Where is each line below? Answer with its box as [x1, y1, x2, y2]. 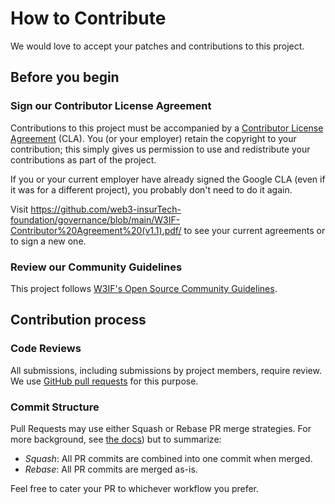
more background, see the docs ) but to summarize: [10, 433, 222, 445]
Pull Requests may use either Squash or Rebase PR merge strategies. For [10, 422, 312, 434]
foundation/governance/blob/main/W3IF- [10, 213, 181, 226]
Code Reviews [10, 342, 82, 356]
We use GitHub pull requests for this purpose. [10, 375, 199, 387]
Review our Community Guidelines [10, 260, 183, 274]
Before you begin [10, 69, 120, 86]
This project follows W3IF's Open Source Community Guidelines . [10, 282, 278, 294]
